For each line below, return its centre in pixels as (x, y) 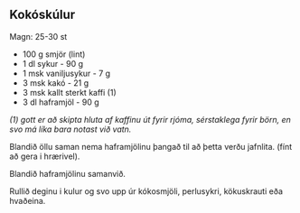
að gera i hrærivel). (45, 156)
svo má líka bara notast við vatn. (70, 129)
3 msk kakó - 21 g (56, 83)
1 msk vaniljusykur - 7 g (66, 73)
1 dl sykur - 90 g (53, 63)
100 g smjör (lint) (54, 54)
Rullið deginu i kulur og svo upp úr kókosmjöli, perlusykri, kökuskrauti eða (146, 191)
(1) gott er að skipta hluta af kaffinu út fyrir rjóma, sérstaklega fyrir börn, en (150, 119)
